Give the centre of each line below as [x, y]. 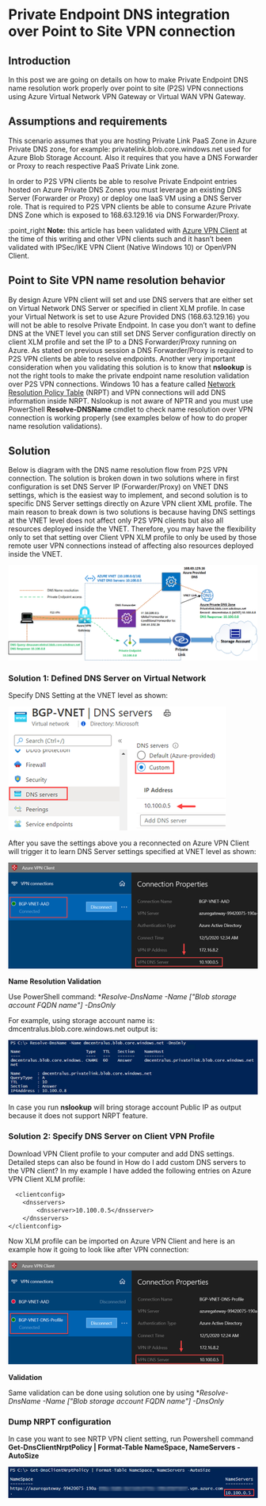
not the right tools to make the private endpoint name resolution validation [129, 375]
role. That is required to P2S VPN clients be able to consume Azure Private [130, 206]
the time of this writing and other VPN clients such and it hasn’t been [120, 239]
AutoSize [24, 1455]
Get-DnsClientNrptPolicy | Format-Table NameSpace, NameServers [122, 1447]
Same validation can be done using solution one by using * [104, 1393]
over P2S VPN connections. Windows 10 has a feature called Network [122, 384]
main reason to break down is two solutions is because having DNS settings [132, 512]
